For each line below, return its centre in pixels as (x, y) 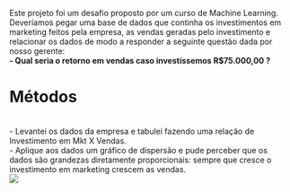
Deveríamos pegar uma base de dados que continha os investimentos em (145, 22)
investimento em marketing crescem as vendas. (98, 169)
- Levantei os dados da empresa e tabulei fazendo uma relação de (132, 131)
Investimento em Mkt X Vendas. (68, 140)
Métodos (44, 97)
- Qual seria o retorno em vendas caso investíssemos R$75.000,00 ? (140, 61)
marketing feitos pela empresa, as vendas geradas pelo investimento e (140, 32)
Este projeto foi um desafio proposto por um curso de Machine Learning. (144, 13)
